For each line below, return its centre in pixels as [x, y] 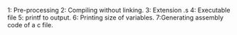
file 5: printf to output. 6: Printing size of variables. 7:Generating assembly [116, 17]
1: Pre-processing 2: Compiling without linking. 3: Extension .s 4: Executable [119, 10]
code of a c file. [30, 25]
